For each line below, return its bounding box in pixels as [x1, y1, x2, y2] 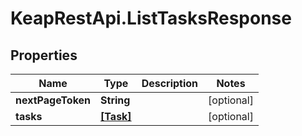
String [100, 93, 131, 107]
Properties [10, 47, 78, 64]
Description [141, 77, 199, 90]
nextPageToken [15, 93, 92, 107]
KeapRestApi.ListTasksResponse [10, 7, 292, 30]
